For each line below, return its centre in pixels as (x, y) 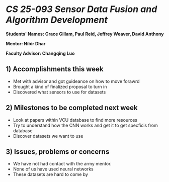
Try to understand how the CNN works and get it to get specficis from (85, 125)
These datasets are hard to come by (51, 174)
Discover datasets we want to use (48, 136)
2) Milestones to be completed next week (72, 108)
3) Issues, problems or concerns (58, 152)
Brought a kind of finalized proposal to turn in (60, 86)
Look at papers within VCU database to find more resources (75, 120)
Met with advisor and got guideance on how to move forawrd (76, 81)
